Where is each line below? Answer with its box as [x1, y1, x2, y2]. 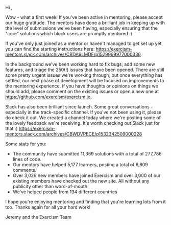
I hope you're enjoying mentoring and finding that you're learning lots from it [5, 199, 166, 205]
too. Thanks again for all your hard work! [5, 204, 91, 210]
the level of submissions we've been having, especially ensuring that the [5, 25, 158, 31]
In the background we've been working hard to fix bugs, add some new [5, 61, 156, 67]
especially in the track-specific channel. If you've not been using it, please [5, 109, 162, 115]
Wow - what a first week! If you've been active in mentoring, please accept [5, 14, 163, 20]
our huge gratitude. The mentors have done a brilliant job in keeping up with [5, 20, 165, 26]
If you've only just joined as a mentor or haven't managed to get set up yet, [5, 40, 163, 47]
